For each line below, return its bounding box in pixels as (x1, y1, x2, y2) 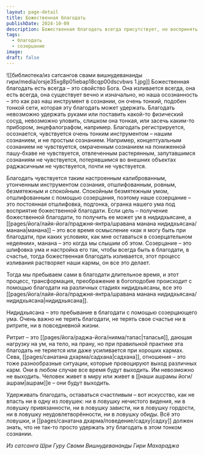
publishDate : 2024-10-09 (6, 20, 70, 26)
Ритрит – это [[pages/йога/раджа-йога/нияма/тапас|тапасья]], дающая (6, 333, 192, 340)
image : (6, 49, 23, 55)
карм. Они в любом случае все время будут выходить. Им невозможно (6, 366, 194, 374)
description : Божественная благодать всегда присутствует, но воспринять (6, 26, 199, 32)
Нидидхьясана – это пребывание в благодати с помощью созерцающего (6, 309, 197, 316)
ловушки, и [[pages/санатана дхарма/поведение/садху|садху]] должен (6, 417, 194, 424)
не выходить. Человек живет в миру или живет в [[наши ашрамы (6, 372, 177, 380)
